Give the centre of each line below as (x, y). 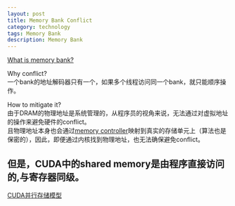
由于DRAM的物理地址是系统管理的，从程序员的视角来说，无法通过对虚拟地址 (118, 113)
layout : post (26, 14)
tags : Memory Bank (34, 33)
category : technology (39, 27)
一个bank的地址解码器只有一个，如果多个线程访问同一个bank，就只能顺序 (114, 82)
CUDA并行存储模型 (34, 195)
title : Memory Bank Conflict (50, 20)
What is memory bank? (41, 60)
